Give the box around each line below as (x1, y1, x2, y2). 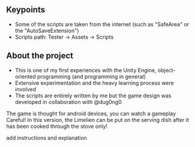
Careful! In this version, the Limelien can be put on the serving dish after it (6, 116, 189, 123)
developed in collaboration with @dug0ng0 (14, 98, 122, 105)
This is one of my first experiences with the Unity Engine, (14, 66, 157, 73)
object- (157, 66, 176, 73)
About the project (6, 51, 74, 61)
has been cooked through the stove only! (6, 122, 108, 130)
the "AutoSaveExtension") (14, 27, 79, 34)
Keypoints (6, 5, 46, 15)
